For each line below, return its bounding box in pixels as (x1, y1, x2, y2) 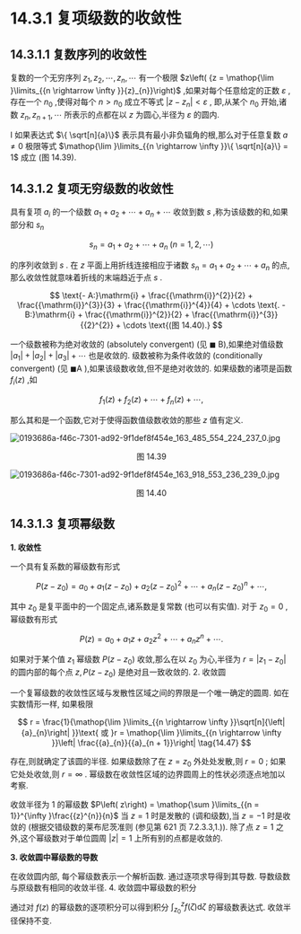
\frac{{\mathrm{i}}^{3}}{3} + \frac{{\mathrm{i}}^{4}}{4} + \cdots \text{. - (17, 300, 286, 311)
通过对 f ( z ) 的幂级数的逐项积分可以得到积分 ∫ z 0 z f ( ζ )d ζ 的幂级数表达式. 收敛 (10, 900, 284, 916)
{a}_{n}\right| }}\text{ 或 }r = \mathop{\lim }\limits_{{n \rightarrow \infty (21, 727, 282, 737)
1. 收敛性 (10, 542, 42, 552)
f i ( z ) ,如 (10, 374, 39, 387)
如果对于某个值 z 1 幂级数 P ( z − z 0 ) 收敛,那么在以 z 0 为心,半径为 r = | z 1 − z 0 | (10, 654, 287, 667)
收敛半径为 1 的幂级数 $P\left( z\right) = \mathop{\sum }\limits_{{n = (10, 798, 260, 809)
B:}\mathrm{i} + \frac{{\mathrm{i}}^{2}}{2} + (24, 309, 191, 320)
